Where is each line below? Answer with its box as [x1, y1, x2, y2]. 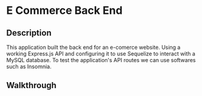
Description [6, 28, 52, 38]
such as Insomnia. [6, 63, 52, 70]
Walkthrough [6, 80, 56, 91]
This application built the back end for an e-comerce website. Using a [6, 43, 181, 51]
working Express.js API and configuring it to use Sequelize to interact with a [6, 50, 196, 57]
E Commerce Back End [6, 4, 123, 18]
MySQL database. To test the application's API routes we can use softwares [6, 57, 196, 63]
